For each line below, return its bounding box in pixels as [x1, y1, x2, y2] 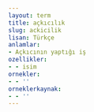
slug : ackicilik [8, 26, 62, 34]
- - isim [8, 63, 37, 71]
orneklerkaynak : [8, 84, 62, 93]
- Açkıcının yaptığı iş [8, 48, 87, 56]
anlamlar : [8, 41, 41, 49]
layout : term [8, 11, 51, 20]
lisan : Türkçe [8, 33, 55, 42]
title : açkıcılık [8, 19, 66, 27]
